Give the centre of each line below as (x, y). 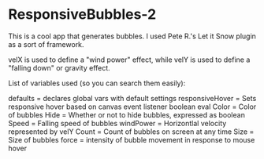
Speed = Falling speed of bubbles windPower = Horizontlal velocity (117, 123)
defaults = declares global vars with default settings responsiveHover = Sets (132, 98)
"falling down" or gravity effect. (59, 67)
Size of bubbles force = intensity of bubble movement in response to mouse (132, 139)
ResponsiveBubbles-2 (82, 14)
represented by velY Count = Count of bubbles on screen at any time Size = (131, 132)
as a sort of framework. (46, 44)
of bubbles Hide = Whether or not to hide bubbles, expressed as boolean (127, 114)
